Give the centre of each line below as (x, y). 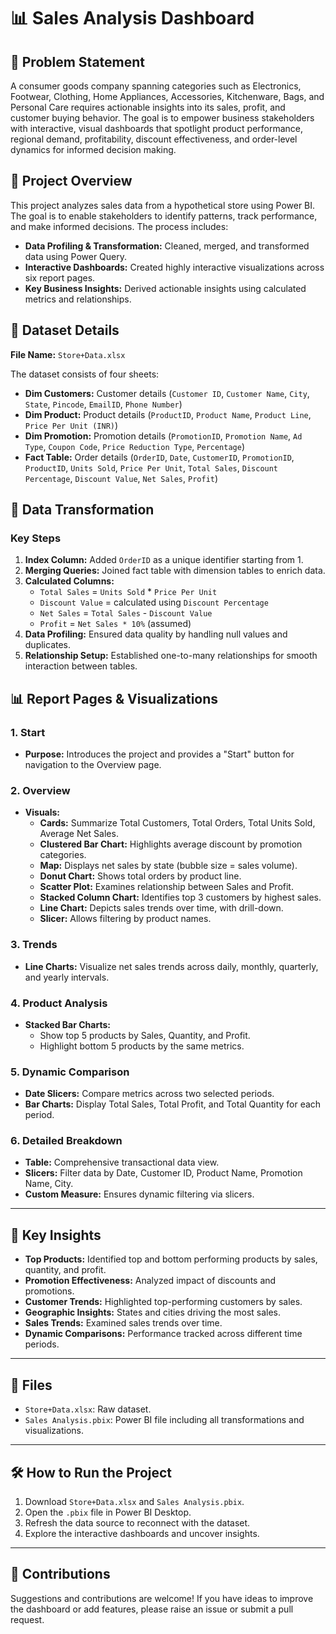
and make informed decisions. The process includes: (119, 226)
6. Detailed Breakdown (66, 1141)
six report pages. (60, 277)
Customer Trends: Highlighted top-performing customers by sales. (163, 1302)
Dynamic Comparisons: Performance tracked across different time (163, 1334)
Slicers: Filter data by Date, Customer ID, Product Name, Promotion (163, 1173)
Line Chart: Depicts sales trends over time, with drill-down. (161, 908)
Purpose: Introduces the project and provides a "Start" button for (159, 754)
